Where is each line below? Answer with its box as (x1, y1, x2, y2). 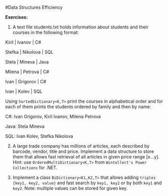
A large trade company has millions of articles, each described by (12, 143, 150, 149)
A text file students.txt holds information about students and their (12, 24, 149, 30)
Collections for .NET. (12, 165, 58, 171)
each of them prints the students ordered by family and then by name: (5, 104, 151, 110)
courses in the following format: (12, 29, 79, 35)
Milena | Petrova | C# (5, 69, 50, 75)
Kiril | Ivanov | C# (5, 39, 41, 45)
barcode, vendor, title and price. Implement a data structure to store (12, 148, 154, 154)
